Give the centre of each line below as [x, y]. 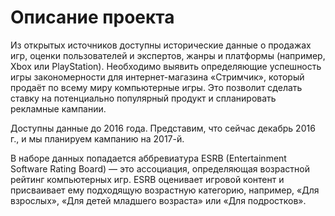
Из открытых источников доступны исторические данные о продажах [161, 45]
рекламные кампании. [58, 108]
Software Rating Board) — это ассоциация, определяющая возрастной [160, 168]
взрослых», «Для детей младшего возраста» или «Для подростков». [158, 200]
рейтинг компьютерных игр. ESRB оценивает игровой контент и [147, 179]
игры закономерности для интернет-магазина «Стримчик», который [157, 77]
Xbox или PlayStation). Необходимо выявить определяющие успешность [166, 66]
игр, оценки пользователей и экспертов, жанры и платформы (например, [168, 55]
